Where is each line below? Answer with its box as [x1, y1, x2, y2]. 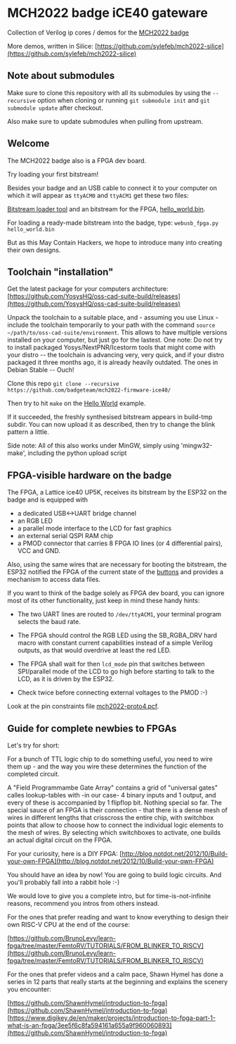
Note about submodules [7, 70, 115, 82]
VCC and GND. [17, 547, 61, 555]
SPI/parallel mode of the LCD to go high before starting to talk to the [17, 667, 215, 676]
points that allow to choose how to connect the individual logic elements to [7, 821, 223, 829]
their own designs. [7, 245, 61, 254]
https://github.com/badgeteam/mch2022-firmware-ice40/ [7, 387, 171, 394]
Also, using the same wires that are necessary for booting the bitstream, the [7, 560, 227, 568]
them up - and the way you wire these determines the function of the [7, 762, 207, 771]
